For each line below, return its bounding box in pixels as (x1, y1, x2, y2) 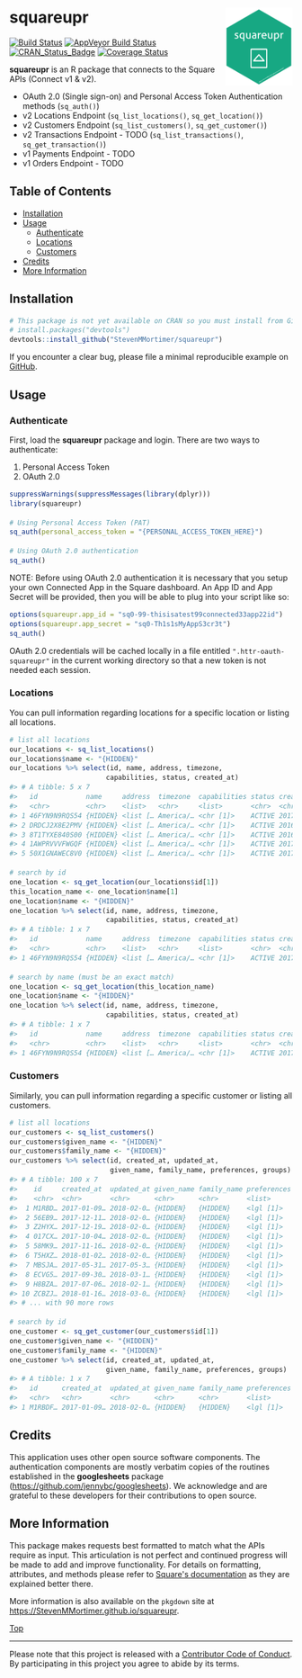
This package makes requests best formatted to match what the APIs (9, 1539, 265, 1550)
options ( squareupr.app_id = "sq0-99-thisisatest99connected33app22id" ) (9, 610, 283, 619)
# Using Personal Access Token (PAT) (9, 518, 151, 527)
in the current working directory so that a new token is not (51, 655, 267, 666)
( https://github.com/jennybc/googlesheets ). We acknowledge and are (9, 1480, 268, 1491)
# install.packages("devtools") (9, 326, 130, 335)
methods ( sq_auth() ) (22, 100, 101, 111)
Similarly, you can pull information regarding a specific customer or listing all (9, 1090, 293, 1100)
